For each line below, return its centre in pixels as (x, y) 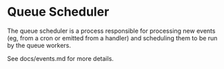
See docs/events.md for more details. (60, 58)
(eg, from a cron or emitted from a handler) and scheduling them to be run (112, 38)
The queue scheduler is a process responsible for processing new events (111, 31)
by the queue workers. (39, 45)
